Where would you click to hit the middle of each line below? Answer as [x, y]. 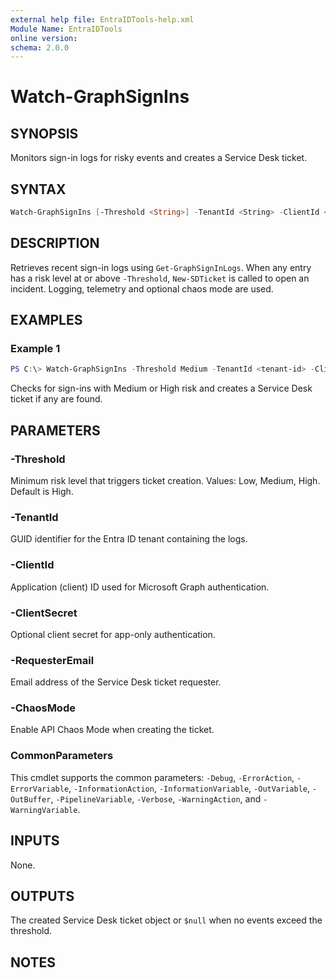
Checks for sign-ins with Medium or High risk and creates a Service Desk [161, 388]
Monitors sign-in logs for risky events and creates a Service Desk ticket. [159, 158]
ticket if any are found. [56, 399]
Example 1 [35, 349]
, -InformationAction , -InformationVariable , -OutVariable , [189, 788]
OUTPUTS [42, 896]
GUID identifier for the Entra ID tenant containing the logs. [129, 539]
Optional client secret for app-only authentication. [113, 634]
